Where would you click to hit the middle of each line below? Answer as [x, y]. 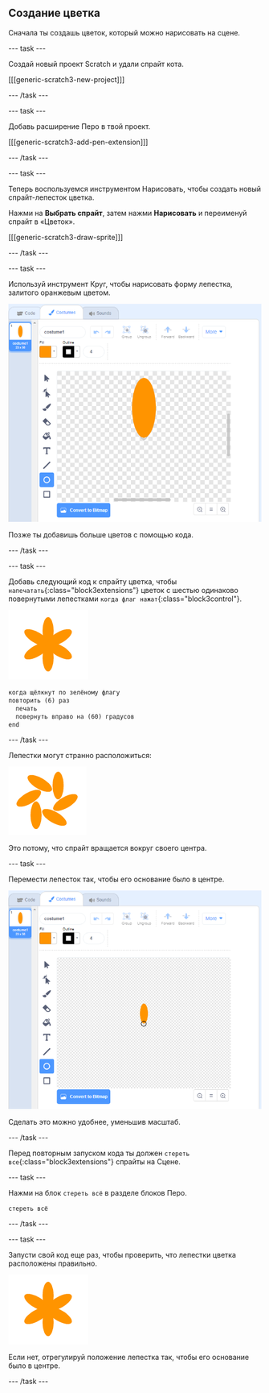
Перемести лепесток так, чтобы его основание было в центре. [116, 879]
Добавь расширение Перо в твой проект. [79, 126]
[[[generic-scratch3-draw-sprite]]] [66, 237]
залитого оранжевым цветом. [59, 292]
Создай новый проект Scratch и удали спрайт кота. [96, 64]
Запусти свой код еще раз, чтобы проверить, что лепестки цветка [122, 1254]
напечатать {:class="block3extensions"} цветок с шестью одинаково [123, 590]
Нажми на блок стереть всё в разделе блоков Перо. [98, 1192]
